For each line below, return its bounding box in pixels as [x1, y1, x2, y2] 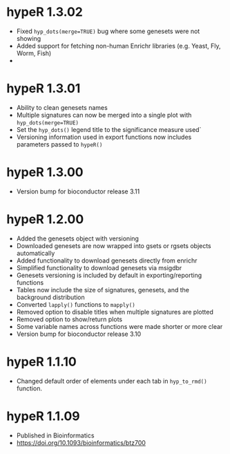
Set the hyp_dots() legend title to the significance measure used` [16, 125, 202, 133]
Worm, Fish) [16, 49, 52, 57]
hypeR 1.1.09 [6, 408, 80, 424]
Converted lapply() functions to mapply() [16, 300, 135, 308]
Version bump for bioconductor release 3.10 [16, 330, 142, 338]
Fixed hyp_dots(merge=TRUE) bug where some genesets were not [16, 27, 200, 35]
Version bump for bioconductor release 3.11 [16, 187, 140, 196]
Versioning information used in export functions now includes [16, 133, 192, 141]
